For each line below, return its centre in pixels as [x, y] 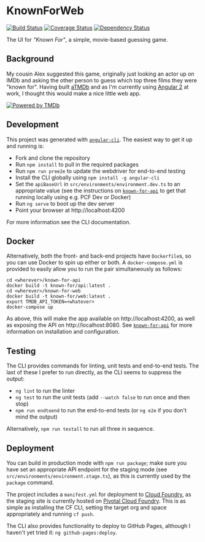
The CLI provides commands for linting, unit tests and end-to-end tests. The [103, 366]
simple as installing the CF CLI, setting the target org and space [87, 507]
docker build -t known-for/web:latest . [59, 297]
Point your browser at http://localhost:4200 [70, 210]
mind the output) [36, 417]
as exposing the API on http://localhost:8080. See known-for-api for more [99, 325]
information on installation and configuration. [63, 332]
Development [33, 124]
